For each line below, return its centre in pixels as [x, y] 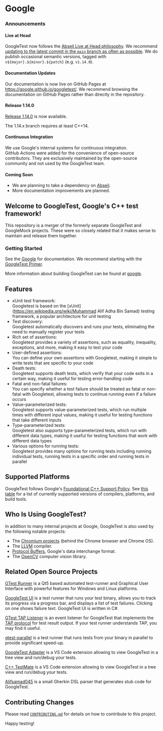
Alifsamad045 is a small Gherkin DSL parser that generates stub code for [78, 682]
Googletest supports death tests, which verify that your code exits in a [82, 374]
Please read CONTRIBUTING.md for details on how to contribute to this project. [81, 714]
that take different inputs [37, 420]
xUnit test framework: [34, 301]
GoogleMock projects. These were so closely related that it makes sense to [81, 230]
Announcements [25, 24]
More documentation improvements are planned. [61, 190]
